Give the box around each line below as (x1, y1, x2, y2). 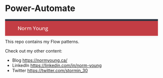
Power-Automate (5, 3, 76, 14)
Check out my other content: (5, 48, 63, 54)
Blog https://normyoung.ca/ (12, 57, 68, 63)
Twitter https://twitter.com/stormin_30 (12, 68, 88, 74)
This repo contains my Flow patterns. (5, 39, 80, 45)
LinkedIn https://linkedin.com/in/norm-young (12, 63, 102, 68)
